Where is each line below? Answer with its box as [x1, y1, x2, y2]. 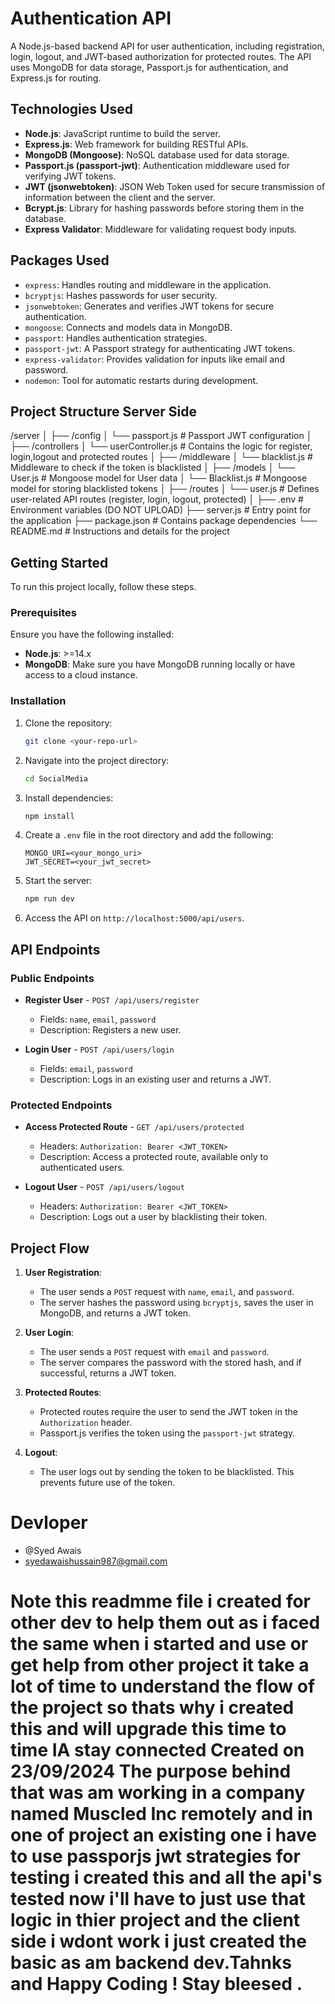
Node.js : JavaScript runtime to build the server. [24, 127, 221, 139]
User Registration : [24, 1267, 103, 1279]
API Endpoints [10, 941, 101, 958]
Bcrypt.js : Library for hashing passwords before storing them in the [24, 202, 305, 214]
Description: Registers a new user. [39, 1023, 182, 1036]
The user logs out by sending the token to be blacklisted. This [39, 1466, 295, 1478]
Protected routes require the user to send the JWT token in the [39, 1406, 298, 1418]
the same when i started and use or [10, 1633, 309, 1656]
